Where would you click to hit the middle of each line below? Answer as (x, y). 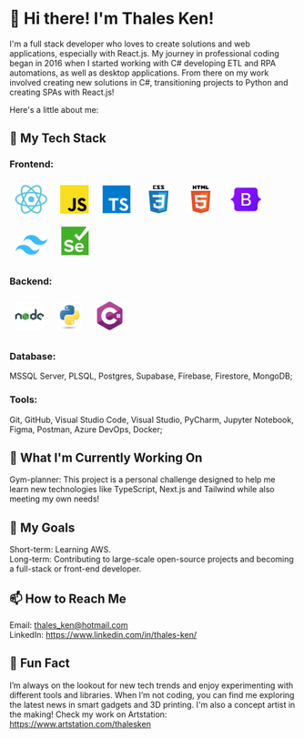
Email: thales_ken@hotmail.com (69, 625)
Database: (33, 356)
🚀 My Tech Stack (58, 139)
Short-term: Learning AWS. (60, 550)
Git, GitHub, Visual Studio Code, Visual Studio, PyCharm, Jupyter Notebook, (152, 420)
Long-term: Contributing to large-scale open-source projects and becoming (152, 560)
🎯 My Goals (42, 527)
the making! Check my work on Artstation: (88, 714)
